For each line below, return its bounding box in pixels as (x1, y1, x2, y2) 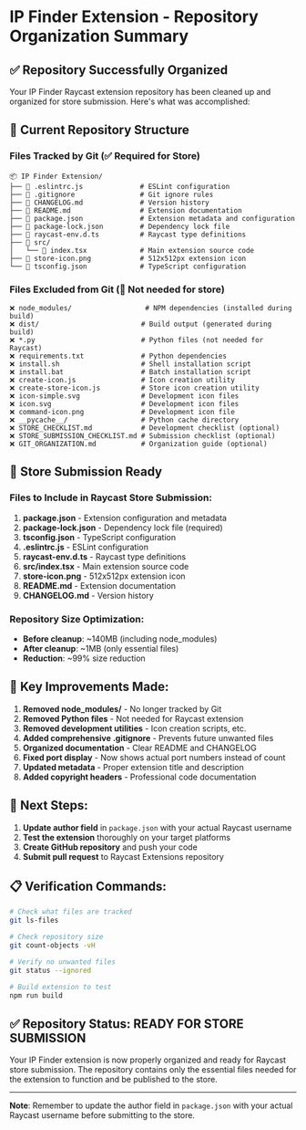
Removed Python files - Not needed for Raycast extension (22, 713, 244, 724)
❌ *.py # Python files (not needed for (9, 335, 264, 344)
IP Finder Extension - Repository (9, 6, 260, 27)
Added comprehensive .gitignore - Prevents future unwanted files (22, 732, 274, 743)
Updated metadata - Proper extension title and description (22, 761, 244, 772)
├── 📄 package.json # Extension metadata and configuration (9, 214, 296, 223)
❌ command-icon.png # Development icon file (9, 407, 235, 416)
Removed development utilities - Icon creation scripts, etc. (22, 723, 247, 734)
